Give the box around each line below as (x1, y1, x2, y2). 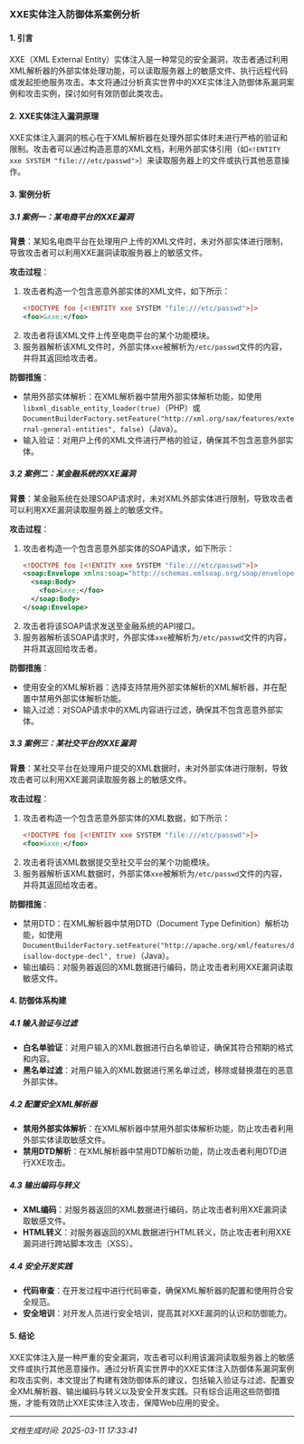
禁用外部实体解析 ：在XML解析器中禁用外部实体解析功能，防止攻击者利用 (22, 1123, 294, 1134)
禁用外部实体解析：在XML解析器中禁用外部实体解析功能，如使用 (22, 391, 262, 402)
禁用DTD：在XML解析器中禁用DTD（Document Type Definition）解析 (22, 917, 281, 928)
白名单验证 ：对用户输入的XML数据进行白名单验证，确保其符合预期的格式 (22, 1042, 294, 1053)
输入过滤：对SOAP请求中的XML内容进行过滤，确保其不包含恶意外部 (22, 704, 276, 715)
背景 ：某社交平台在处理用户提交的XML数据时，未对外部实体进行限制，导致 (9, 762, 289, 773)
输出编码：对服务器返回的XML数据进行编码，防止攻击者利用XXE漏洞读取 (22, 961, 294, 972)
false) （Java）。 (119, 423, 183, 434)
